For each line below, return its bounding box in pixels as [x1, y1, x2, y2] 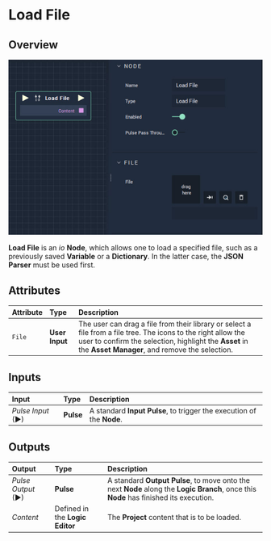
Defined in [54, 504, 90, 514]
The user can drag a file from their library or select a [77, 319, 252, 329]
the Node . [89, 414, 123, 424]
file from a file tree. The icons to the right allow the [77, 327, 246, 337]
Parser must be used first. [8, 260, 95, 270]
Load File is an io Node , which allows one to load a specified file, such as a [8, 243, 258, 253]
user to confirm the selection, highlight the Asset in [77, 336, 248, 346]
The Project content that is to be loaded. [107, 513, 242, 522]
